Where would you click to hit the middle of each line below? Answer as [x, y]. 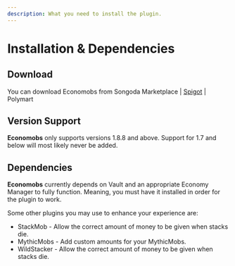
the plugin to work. [34, 199]
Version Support [44, 121]
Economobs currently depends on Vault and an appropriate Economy [108, 184]
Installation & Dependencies [91, 48]
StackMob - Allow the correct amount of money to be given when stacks [123, 227]
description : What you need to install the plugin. [84, 14]
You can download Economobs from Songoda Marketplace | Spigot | [107, 91]
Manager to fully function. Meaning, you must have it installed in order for [114, 192]
